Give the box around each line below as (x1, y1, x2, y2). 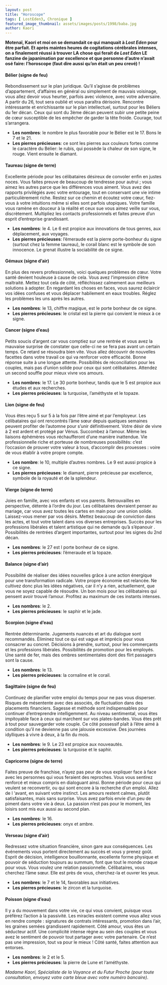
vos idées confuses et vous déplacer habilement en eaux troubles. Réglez (5, 290, 157, 296)
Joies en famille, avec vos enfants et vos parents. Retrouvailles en (5, 497, 140, 503)
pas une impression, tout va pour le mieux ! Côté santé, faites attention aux (5, 939, 159, 945)
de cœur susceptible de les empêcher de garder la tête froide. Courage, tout (5, 115, 162, 121)
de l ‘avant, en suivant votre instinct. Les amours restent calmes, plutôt (5, 790, 150, 796)
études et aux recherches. (12, 384, 66, 391)
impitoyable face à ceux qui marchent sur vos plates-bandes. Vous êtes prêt (5, 716, 162, 722)
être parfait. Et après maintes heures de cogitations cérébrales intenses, (5, 45, 158, 51)
